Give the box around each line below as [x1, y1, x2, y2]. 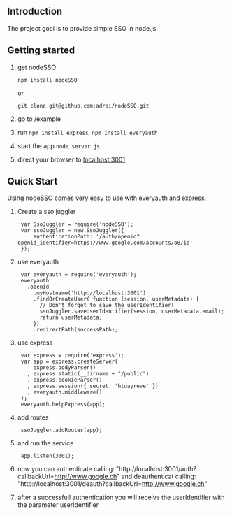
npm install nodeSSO [17, 76, 78, 83]
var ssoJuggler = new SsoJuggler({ [20, 227, 124, 234]
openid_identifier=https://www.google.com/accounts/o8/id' [17, 239, 194, 247]
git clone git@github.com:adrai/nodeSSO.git [17, 102, 150, 109]
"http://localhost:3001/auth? [115, 465, 197, 473]
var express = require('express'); [20, 352, 124, 359]
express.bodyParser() [33, 364, 96, 371]
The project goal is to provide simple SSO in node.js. [7, 24, 159, 32]
